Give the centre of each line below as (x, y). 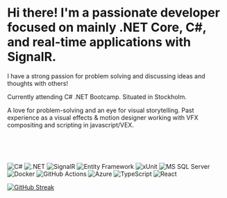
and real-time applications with (99, 42)
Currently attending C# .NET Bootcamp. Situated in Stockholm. (97, 97)
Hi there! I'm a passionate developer (114, 13)
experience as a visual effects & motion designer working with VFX (103, 117)
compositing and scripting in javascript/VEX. (70, 125)
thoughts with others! (37, 83)
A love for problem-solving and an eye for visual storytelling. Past (101, 110)
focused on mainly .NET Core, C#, (107, 27)
